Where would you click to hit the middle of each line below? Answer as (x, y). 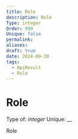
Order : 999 (20, 28)
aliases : (17, 46)
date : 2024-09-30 (28, 56)
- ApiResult (26, 67)
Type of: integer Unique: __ (39, 119)
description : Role (29, 17)
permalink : (20, 40)
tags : (13, 62)
